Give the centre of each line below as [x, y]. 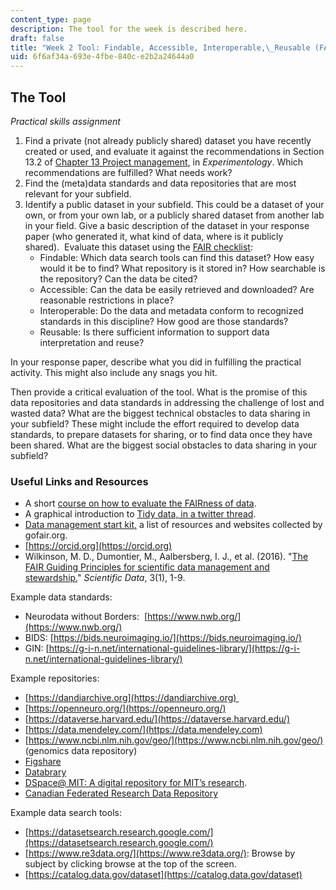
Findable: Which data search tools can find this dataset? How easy [177, 257]
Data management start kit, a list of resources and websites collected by [173, 525]
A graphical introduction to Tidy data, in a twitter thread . [140, 514]
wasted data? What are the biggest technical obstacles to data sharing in [160, 413]
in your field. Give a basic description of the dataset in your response [167, 225]
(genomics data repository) [81, 751]
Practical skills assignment [65, 121]
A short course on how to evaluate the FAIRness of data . [140, 503]
